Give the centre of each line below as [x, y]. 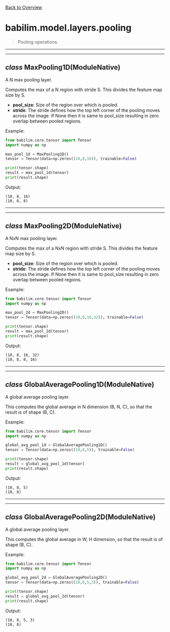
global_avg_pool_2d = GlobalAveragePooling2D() [56, 578]
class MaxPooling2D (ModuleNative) [63, 226]
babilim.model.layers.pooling [68, 28]
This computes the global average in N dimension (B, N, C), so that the [79, 407]
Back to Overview [24, 7]
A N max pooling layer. [29, 80]
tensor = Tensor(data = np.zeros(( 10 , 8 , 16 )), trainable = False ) [71, 159]
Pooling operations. [38, 42]
